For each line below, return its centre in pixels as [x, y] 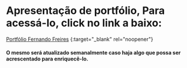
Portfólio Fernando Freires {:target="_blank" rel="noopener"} [80, 39]
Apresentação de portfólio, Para [86, 11]
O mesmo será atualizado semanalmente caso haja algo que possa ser [93, 52]
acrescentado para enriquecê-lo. [47, 59]
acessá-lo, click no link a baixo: [84, 23]
